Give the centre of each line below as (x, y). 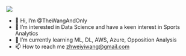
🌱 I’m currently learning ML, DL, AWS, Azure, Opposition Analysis (96, 40)
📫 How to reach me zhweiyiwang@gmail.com (72, 46)
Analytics (26, 33)
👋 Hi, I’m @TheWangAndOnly (51, 20)
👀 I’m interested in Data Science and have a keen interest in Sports (98, 27)
